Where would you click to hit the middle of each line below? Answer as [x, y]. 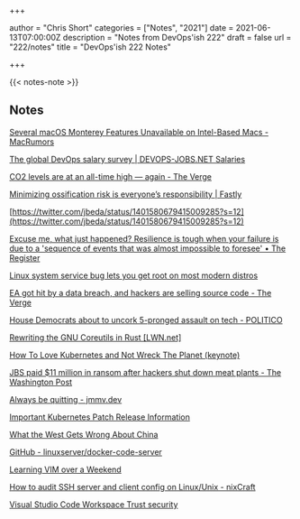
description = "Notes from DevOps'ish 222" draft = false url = [177, 37]
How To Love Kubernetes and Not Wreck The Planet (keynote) [125, 355]
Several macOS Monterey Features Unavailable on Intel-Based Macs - [139, 132]
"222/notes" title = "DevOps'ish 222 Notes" [90, 47]
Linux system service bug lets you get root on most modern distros [134, 275]
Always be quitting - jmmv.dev [66, 399]
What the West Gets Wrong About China [84, 434]
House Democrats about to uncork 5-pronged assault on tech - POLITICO [146, 320]
